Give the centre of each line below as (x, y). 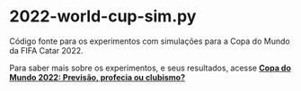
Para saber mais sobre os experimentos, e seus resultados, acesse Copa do (150, 68)
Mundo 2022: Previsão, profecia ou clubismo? (97, 77)
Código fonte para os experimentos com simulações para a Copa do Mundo (150, 41)
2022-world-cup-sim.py (103, 17)
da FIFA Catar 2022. (46, 50)
